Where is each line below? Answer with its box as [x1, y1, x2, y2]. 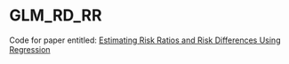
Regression [9, 44, 51, 54]
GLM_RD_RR [9, 5, 102, 26]
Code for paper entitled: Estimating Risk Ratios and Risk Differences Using [9, 35, 281, 45]
